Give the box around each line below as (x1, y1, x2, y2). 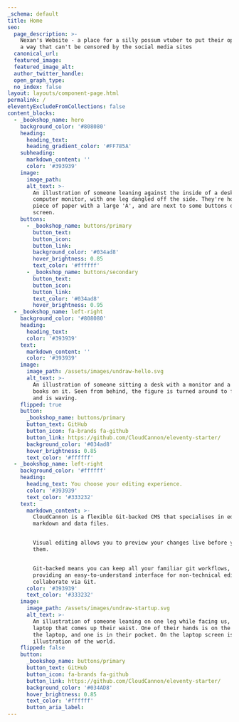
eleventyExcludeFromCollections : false (7, 103, 126, 110)
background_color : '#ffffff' (20, 467, 107, 474)
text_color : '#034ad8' (33, 295, 100, 303)
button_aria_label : (26, 704, 84, 711)
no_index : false (14, 83, 62, 90)
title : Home (7, 17, 43, 24)
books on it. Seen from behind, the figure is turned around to (33, 387, 228, 395)
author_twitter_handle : (14, 70, 84, 77)
